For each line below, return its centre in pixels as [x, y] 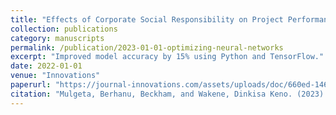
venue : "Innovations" [55, 76]
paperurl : [31, 85]
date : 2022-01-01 [46, 66]
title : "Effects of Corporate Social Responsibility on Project [147, 19]
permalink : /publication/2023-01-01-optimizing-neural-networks [147, 47]
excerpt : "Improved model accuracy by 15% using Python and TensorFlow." [167, 57]
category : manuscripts [57, 38]
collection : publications [64, 29]
